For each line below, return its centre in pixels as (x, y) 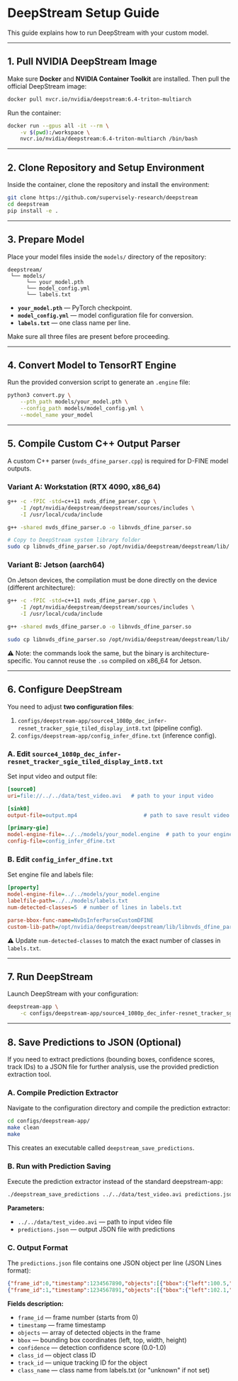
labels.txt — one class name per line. (74, 322)
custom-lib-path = (33, 927)
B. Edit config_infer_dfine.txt (60, 859)
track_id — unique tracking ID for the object (82, 1363)
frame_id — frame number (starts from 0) (78, 1318)
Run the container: (34, 113)
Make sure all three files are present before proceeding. (89, 336)
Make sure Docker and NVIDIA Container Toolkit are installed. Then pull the (119, 79)
